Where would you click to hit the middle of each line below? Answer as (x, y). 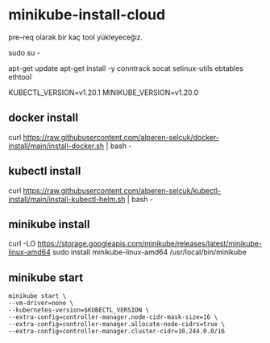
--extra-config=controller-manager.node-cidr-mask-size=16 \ (113, 317)
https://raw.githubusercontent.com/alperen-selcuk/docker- (121, 137)
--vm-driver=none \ (41, 304)
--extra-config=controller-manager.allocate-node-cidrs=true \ (117, 324)
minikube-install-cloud (87, 15)
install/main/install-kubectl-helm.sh (67, 199)
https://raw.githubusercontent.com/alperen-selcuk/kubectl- (122, 190)
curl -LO (22, 244)
